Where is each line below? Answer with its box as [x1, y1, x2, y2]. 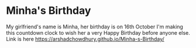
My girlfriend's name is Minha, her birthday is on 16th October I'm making [6, 23, 183, 30]
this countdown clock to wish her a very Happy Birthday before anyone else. [6, 29, 190, 36]
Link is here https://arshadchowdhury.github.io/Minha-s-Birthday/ [6, 35, 165, 42]
